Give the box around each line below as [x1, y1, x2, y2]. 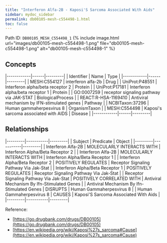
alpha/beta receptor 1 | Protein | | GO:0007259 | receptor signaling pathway [5, 89, 161, 95]
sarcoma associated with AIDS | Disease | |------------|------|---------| [5, 110, 152, 116]
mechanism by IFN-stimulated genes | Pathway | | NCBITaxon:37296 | [5, 100, 149, 106]
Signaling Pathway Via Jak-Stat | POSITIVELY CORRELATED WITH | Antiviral [5, 175, 162, 181]
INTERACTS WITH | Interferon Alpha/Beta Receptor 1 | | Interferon [5, 154, 141, 160]
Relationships [5, 125, 49, 133]
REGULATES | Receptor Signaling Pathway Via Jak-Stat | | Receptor [5, 170, 144, 176]
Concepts [5, 60, 36, 68]
